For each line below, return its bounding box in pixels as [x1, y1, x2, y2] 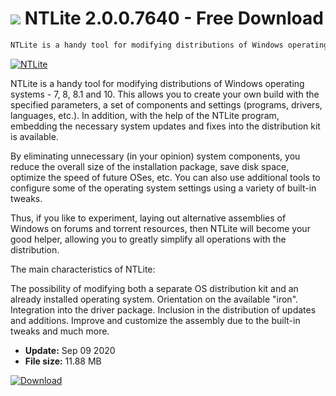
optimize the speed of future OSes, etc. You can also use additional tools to [10, 171, 321, 183]
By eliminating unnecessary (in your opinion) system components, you [10, 150, 301, 162]
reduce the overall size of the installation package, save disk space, [10, 160, 290, 172]
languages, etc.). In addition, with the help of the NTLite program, [10, 109, 280, 121]
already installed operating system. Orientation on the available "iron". [10, 293, 299, 305]
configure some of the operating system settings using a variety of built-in [10, 182, 317, 194]
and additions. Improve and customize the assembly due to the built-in [10, 314, 301, 326]
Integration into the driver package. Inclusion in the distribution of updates [10, 303, 317, 316]
